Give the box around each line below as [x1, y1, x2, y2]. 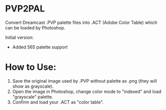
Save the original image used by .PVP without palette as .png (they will [12, 78, 157, 84]
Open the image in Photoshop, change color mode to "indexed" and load [12, 88, 162, 95]
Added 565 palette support [12, 44, 68, 50]
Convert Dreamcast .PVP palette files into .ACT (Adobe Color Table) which [5, 19, 158, 25]
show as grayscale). [12, 83, 54, 89]
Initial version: [5, 34, 34, 40]
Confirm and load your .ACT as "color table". [12, 99, 104, 105]
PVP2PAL [5, 3, 45, 14]
